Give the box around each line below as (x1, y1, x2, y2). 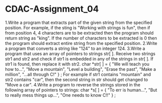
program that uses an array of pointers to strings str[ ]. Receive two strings (5, 50, 156, 57)
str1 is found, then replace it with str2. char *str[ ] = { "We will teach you (5, 61, 150, 67)
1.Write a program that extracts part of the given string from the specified (5, 20, 152, 25)
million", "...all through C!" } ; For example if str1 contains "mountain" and (5, 71, 151, 77)
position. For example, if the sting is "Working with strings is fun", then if (5, 24, 150, 30)
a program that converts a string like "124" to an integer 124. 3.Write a (5, 45, 145, 51)
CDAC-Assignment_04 (5, 3, 99, 15)
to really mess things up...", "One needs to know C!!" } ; (5, 92, 116, 98)
